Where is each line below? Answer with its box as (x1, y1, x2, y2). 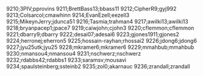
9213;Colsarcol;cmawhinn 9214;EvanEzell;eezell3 (6, 11, 130, 19)
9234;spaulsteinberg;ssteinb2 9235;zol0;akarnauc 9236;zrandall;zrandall (6, 63, 190, 70)
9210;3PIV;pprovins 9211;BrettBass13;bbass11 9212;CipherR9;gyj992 (6, 5, 177, 12)
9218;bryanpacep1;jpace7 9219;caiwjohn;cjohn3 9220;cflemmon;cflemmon (6, 24, 195, 31)
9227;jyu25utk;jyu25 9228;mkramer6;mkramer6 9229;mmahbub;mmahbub (6, 43, 195, 51)
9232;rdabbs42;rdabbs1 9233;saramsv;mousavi (6, 57, 127, 63)
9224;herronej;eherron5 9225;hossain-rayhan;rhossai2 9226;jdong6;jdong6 (6, 37, 197, 44)
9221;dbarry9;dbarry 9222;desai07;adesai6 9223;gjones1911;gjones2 (6, 31, 180, 38)
